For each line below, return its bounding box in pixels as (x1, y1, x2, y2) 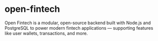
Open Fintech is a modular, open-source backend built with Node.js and (4, 20, 151, 26)
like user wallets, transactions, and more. (4, 30, 88, 36)
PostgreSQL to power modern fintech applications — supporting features (4, 25, 154, 31)
